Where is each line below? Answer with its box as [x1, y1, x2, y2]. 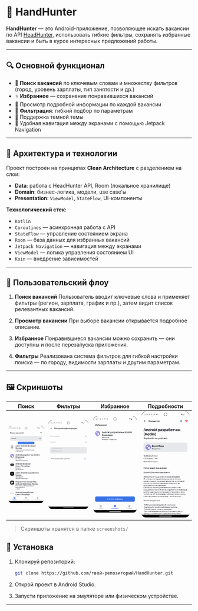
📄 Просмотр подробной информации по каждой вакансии [14, 100, 162, 108]
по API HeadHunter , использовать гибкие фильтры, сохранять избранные [6, 31, 191, 38]
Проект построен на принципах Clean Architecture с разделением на [6, 164, 182, 171]
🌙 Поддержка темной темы [14, 113, 84, 120]
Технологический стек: [6, 206, 67, 213]
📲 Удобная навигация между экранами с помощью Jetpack [14, 119, 165, 126]
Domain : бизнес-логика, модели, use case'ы [14, 188, 127, 195]
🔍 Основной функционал [6, 61, 105, 71]
